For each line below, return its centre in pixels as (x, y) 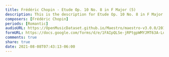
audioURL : (16, 28)
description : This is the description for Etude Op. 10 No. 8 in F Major (84, 14)
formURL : (14, 33)
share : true (18, 42)
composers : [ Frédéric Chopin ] (37, 19)
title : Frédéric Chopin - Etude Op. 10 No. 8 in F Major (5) (71, 10)
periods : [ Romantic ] (27, 24)
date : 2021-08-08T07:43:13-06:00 (40, 47)
